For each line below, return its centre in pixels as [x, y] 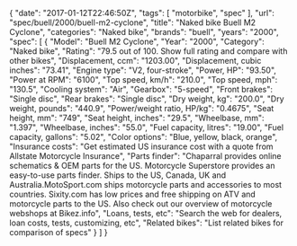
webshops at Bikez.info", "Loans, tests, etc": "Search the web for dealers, [146, 213]
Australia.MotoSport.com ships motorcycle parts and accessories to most [145, 184]
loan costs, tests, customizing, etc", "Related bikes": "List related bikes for [147, 223]
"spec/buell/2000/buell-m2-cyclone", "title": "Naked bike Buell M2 [133, 22]
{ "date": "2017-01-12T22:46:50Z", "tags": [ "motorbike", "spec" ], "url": [142, 13]
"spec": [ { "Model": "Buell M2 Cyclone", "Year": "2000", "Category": [137, 41]
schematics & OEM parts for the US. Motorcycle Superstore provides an [142, 166]
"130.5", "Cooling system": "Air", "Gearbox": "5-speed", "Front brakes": [141, 89]
